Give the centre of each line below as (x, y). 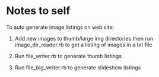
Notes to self (38, 11)
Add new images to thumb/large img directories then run (84, 38)
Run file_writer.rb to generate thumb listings (68, 56)
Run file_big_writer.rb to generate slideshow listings (78, 67)
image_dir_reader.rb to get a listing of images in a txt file (83, 45)
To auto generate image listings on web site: (60, 27)
